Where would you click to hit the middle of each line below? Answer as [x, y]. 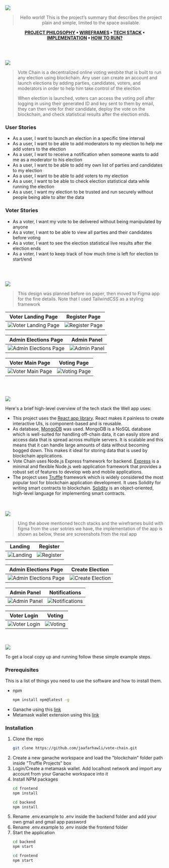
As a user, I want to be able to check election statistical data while [81, 181]
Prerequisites [22, 670]
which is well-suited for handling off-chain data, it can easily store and [86, 434]
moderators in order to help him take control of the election [79, 88]
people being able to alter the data [48, 197]
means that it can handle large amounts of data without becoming [81, 445]
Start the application [34, 833]
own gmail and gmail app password [49, 822]
